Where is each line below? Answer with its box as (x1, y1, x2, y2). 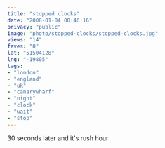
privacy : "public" (7, 23, 61, 30)
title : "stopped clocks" (7, 10, 80, 18)
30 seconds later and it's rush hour (7, 134, 109, 142)
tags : (7, 62, 23, 69)
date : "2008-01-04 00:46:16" (7, 17, 93, 24)
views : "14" (7, 36, 42, 43)
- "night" (7, 95, 37, 102)
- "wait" (7, 108, 33, 115)
